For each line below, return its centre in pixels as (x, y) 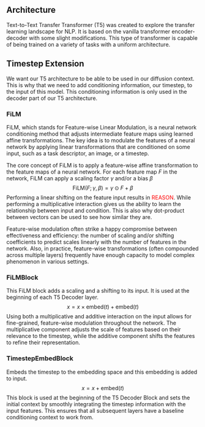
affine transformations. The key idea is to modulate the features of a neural (101, 140)
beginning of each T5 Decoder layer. (53, 298)
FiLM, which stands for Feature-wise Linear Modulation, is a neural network (102, 127)
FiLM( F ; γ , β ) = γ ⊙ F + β (103, 188)
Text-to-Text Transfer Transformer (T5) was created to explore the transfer (101, 25)
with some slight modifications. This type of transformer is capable (113, 38)
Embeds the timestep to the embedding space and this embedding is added (102, 372)
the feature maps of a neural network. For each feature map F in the (92, 172)
